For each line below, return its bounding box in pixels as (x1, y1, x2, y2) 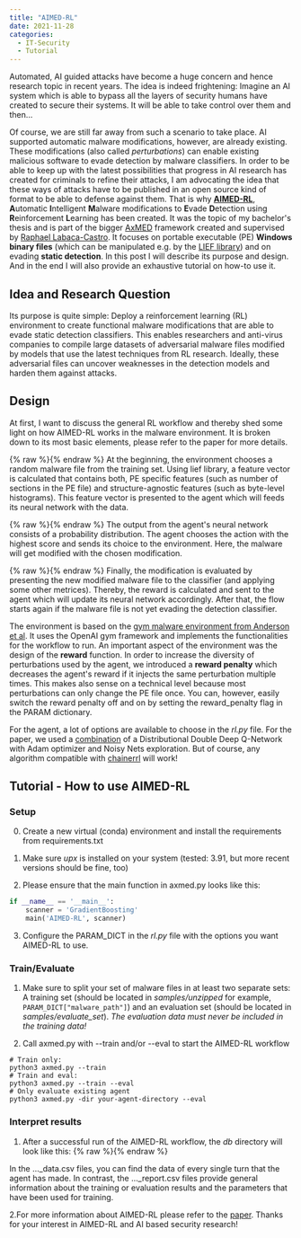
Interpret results (9, 1116, 83, 1128)
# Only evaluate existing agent (9, 1087, 130, 1096)
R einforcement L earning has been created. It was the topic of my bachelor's (9, 213, 292, 224)
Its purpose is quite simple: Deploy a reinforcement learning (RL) (9, 310, 249, 321)
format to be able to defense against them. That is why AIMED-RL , (9, 194, 256, 205)
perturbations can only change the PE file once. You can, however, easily (9, 687, 280, 698)
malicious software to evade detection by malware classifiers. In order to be (9, 155, 290, 166)
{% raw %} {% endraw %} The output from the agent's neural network (9, 518, 269, 530)
